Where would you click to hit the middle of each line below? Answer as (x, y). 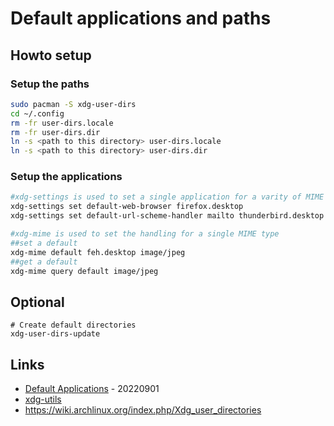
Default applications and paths (141, 18)
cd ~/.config (37, 113)
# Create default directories (73, 325)
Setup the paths (50, 84)
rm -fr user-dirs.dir (55, 132)
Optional (37, 302)
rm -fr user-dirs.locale (62, 123)
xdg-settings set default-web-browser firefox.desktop (127, 207)
